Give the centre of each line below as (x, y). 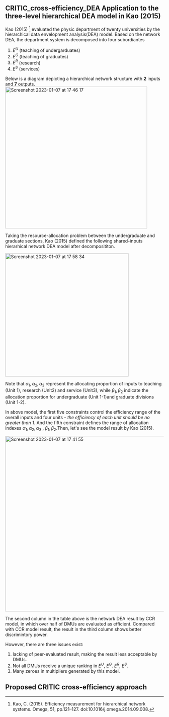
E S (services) (26, 68)
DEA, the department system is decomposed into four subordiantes (75, 40)
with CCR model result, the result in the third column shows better (73, 629)
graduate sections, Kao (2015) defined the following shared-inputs (74, 241)
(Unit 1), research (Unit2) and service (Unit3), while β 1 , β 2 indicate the (77, 391)
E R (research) (26, 62)
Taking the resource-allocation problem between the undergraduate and (80, 235)
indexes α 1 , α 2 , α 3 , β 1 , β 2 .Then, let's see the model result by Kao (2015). (80, 428)
